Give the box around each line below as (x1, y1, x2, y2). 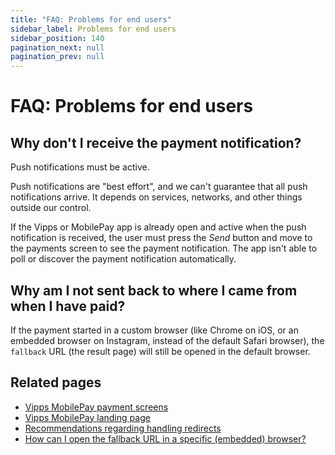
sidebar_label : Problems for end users (10, 24, 177, 34)
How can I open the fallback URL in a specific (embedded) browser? (24, 432, 307, 445)
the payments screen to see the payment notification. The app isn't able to (10, 242, 318, 255)
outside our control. (10, 202, 92, 214)
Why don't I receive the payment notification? (10, 134, 302, 151)
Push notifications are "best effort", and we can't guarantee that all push (10, 181, 308, 193)
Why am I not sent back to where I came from (10, 282, 298, 299)
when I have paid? (10, 297, 126, 315)
